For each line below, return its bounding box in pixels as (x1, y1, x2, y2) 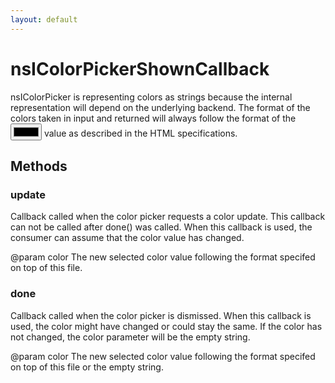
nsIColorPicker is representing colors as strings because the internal (10, 91, 293, 103)
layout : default (10, 14, 78, 25)
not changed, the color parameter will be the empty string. (10, 331, 251, 343)
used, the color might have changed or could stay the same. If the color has (10, 320, 323, 332)
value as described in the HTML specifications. (43, 127, 238, 139)
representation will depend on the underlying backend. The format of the (10, 101, 311, 113)
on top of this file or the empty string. (10, 361, 164, 373)
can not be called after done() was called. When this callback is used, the (10, 221, 313, 233)
